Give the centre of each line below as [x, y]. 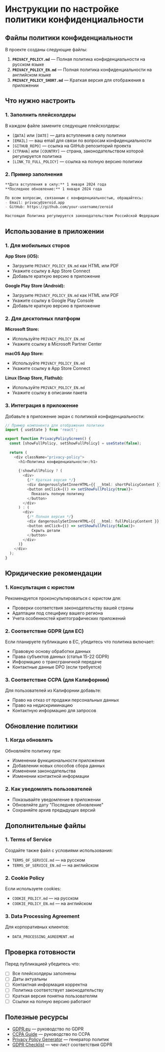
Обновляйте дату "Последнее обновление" [58, 805]
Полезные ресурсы [37, 1017]
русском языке [28, 64]
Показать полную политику [58, 494]
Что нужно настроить [40, 101]
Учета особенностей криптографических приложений [69, 618]
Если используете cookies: [33, 889]
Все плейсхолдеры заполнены [44, 974]
